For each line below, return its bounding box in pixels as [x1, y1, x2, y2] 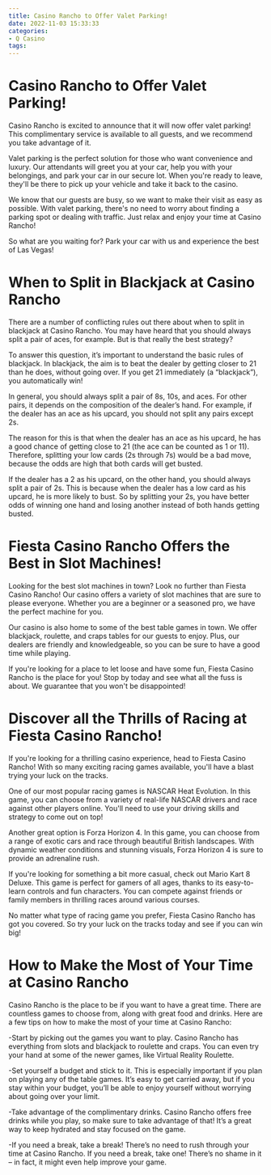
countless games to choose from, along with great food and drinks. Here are [8, 1008, 263, 1018]
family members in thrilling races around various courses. [8, 894, 201, 904]
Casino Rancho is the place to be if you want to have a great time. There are [8, 1000, 261, 1009]
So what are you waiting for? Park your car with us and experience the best [8, 236, 260, 247]
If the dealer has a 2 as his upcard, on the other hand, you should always [8, 475, 251, 484]
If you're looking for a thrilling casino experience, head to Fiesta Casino [8, 753, 247, 763]
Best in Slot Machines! [8, 555, 162, 573]
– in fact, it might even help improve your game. [8, 1157, 167, 1167]
